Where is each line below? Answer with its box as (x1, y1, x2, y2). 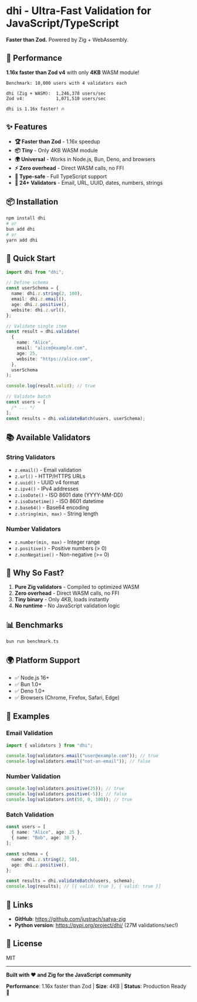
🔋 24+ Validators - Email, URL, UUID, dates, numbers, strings (14, 179, 163, 186)
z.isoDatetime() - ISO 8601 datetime (14, 498, 104, 505)
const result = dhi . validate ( (6, 328, 80, 335)
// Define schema (6, 279, 49, 286)
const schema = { (6, 851, 49, 857)
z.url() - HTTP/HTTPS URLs (14, 472, 86, 480)
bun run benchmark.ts (6, 638, 59, 645)
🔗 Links (6, 900, 33, 910)
